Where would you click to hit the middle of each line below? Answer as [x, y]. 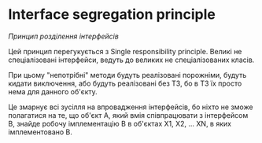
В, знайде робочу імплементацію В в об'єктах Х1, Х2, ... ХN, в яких [120, 123]
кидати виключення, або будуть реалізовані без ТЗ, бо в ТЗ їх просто [125, 83]
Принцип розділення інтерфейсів [64, 36]
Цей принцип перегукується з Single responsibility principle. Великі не [125, 51]
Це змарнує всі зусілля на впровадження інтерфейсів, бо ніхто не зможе [131, 107]
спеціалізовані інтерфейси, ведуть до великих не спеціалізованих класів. [131, 60]
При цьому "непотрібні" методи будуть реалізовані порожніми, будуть [127, 75]
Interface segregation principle [112, 15]
